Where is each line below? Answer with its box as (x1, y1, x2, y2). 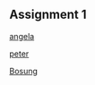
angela (9, 30, 35, 41)
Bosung (9, 65, 39, 76)
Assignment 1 (9, 7, 87, 22)
